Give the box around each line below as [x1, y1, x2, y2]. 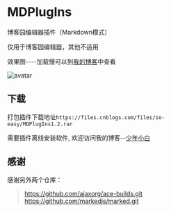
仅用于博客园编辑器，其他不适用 [7, 42, 99, 51]
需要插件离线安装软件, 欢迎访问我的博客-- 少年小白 [7, 133, 151, 142]
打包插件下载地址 [7, 112, 56, 121]
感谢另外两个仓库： [7, 175, 63, 184]
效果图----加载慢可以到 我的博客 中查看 [7, 57, 116, 66]
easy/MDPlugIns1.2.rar [7, 121, 73, 127]
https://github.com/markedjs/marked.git [24, 197, 139, 205]
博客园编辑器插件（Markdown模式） [7, 28, 111, 36]
